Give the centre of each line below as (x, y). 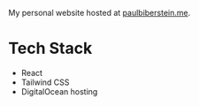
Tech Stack (50, 49)
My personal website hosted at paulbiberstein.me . (99, 13)
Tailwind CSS (45, 82)
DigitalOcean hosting (59, 91)
